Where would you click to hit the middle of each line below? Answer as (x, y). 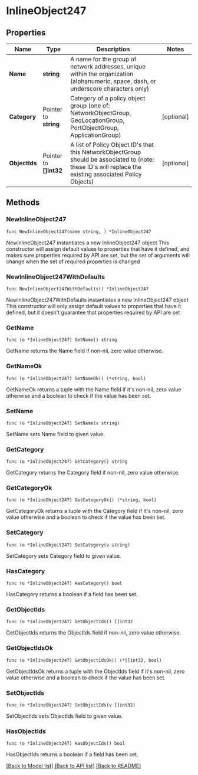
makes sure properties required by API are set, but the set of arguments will (98, 255)
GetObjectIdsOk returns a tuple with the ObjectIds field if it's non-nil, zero (95, 671)
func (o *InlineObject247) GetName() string (62, 340)
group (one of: (90, 106)
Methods (23, 203)
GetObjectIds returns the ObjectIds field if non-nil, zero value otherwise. (94, 633)
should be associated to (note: (112, 159)
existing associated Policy (106, 174)
